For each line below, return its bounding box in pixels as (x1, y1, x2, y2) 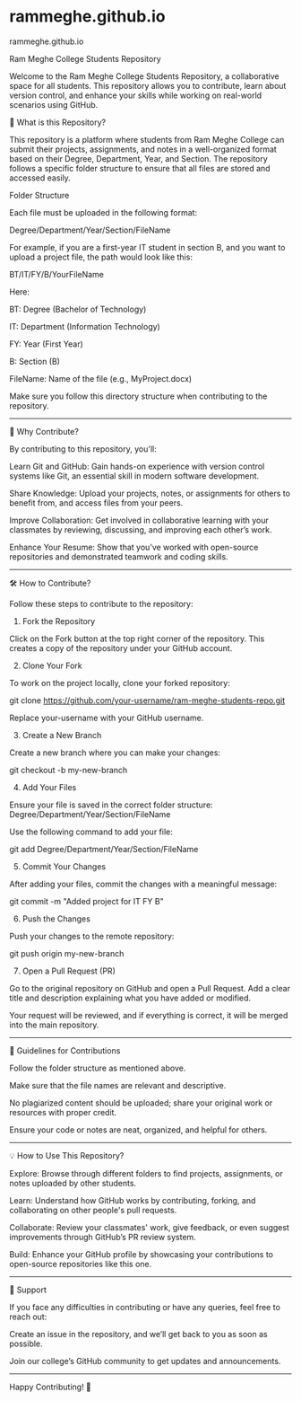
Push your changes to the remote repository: (9, 930, 175, 941)
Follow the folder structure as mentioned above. (9, 1062, 186, 1073)
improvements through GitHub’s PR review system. (9, 1231, 197, 1242)
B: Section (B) (9, 356, 61, 366)
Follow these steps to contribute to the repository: (9, 598, 193, 609)
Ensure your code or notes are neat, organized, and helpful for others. (9, 1124, 268, 1135)
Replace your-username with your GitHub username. (9, 712, 204, 723)
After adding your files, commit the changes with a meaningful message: (9, 878, 278, 889)
